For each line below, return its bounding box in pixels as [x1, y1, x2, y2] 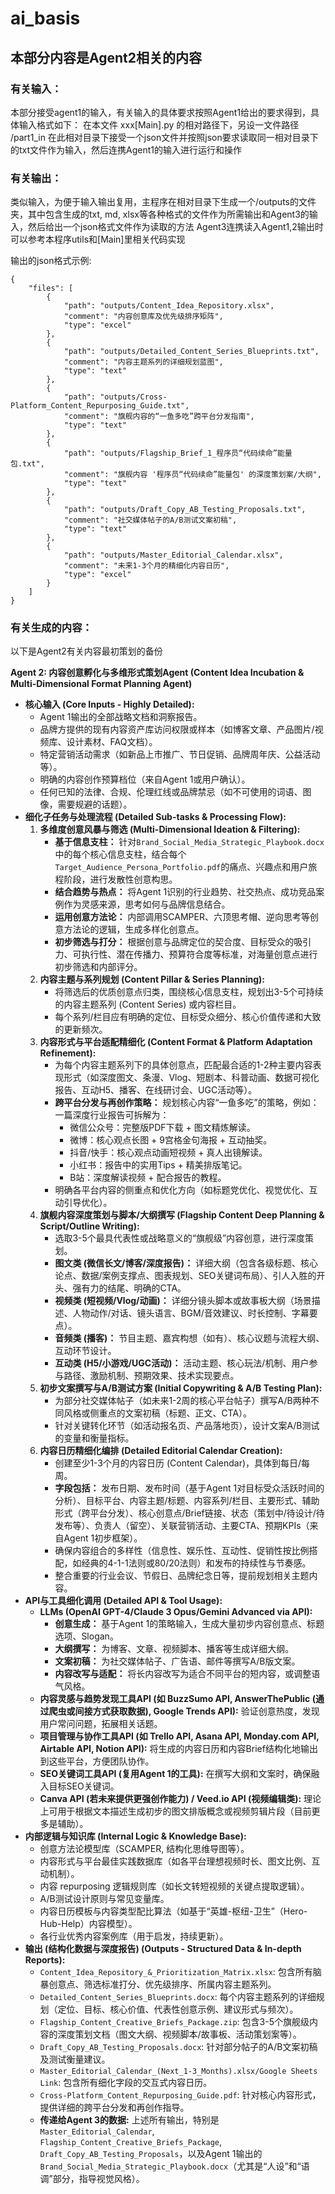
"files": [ [28, 283, 74, 294]
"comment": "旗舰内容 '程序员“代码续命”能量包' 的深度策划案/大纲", [63, 470, 322, 480]
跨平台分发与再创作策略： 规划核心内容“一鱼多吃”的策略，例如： [54, 1097, 320, 1109]
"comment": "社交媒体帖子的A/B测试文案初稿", [63, 515, 238, 526]
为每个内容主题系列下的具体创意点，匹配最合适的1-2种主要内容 [54, 1059, 313, 1071]
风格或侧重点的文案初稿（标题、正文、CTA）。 [63, 1407, 253, 1419]
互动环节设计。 [54, 1345, 117, 1357]
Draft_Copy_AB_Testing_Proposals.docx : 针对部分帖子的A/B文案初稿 [39, 2041, 318, 2053]
